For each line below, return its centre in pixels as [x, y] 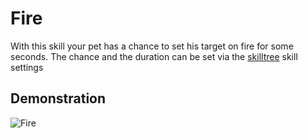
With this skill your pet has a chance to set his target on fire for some [152, 46]
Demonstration [58, 98]
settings [27, 67]
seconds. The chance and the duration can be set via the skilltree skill [154, 56]
